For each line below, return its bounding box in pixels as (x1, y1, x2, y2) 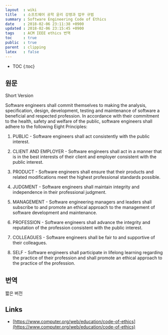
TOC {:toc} (12, 63, 35, 69)
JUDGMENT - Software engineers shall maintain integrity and (12, 184, 139, 190)
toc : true (5, 36, 37, 41)
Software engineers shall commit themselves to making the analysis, (5, 102, 147, 108)
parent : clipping (5, 45, 46, 50)
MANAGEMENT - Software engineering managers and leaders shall (12, 199, 152, 205)
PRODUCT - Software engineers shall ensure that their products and (12, 169, 154, 175)
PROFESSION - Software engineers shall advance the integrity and (12, 219, 150, 226)
